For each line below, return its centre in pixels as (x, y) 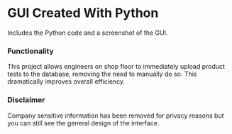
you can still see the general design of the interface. (83, 123)
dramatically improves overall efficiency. (66, 82)
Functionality (31, 51)
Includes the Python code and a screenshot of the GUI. (88, 33)
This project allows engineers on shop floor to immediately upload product (116, 67)
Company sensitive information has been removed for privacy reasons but (116, 116)
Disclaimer (26, 100)
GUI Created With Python (83, 13)
